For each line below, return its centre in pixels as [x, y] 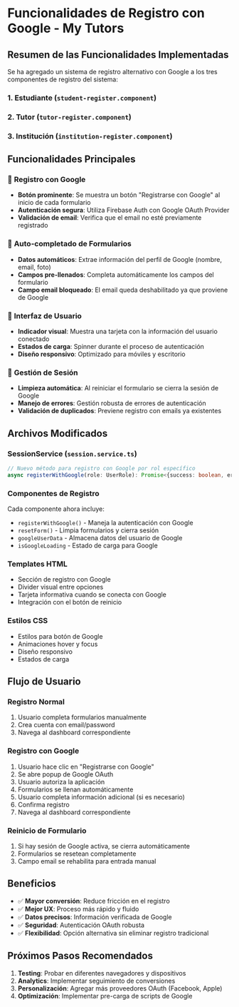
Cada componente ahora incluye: [56, 509]
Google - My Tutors [66, 28]
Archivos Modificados [58, 433]
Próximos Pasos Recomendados [80, 956]
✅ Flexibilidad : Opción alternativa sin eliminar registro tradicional [113, 933]
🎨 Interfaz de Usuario [44, 315]
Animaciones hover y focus [58, 644]
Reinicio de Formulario [47, 831]
